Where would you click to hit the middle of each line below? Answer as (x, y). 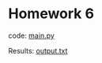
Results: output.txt (38, 50)
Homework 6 (51, 14)
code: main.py (32, 35)
